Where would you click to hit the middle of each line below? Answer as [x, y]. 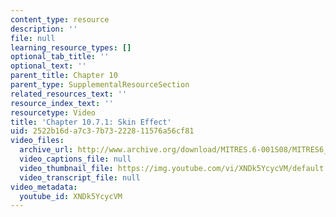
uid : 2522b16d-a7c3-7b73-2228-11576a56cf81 [102, 131]
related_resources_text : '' [69, 94]
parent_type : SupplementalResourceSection [100, 85]
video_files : [37, 141]
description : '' [44, 29]
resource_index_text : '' [62, 103]
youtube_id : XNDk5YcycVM [71, 196]
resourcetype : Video [53, 112]
